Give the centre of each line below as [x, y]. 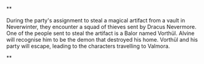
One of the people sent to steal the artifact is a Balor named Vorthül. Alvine [100, 33]
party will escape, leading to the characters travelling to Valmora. [88, 46]
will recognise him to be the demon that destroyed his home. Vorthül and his [102, 40]
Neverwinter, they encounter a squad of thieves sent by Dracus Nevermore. [101, 27]
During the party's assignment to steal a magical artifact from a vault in [96, 20]
